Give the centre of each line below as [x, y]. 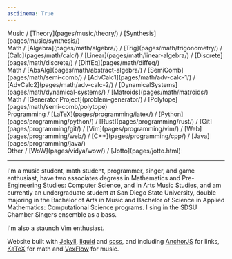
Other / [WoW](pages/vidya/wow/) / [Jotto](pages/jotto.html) [94, 151]
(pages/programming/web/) [47, 136]
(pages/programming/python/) [51, 121]
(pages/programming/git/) [44, 128]
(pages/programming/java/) [47, 143]
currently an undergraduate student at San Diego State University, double [112, 192]
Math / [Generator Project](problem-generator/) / [77, 99]
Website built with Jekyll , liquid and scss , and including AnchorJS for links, [113, 241]
